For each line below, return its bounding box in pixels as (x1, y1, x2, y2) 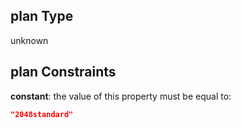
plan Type (10, 8, 74, 25)
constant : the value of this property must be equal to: (10, 90, 232, 102)
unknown (10, 34, 49, 46)
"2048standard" (10, 109, 74, 119)
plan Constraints (10, 64, 117, 81)
